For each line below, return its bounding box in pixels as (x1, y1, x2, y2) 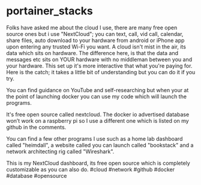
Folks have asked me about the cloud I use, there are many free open (6, 24, 178, 31)
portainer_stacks (6, 4, 93, 18)
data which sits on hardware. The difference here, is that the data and (6, 49, 179, 56)
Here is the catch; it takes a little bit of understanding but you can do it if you (6, 68, 196, 75)
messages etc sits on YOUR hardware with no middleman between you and (6, 56, 193, 63)
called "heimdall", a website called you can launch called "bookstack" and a (6, 141, 194, 148)
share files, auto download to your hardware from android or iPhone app (6, 37, 185, 44)
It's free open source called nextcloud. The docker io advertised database (6, 111, 190, 118)
